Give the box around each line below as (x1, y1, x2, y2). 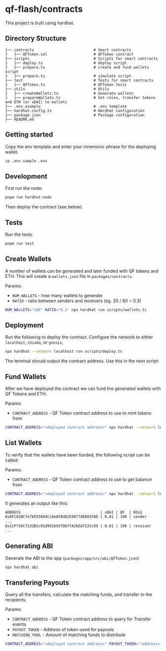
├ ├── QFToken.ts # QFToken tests (5, 82, 127, 87)
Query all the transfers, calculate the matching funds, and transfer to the (5, 591, 152, 597)
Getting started (5, 130, 53, 139)
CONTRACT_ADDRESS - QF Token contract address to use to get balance (12, 476, 152, 482)
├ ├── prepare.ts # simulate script (5, 73, 132, 78)
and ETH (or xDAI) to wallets (5, 99, 68, 105)
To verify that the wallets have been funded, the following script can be (5, 452, 150, 457)
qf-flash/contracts (5, 3, 83, 15)
